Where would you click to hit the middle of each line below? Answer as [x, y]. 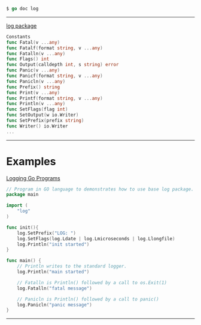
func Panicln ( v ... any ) [36, 81]
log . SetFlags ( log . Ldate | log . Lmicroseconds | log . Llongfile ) [96, 238]
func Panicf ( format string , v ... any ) [54, 76]
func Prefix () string [33, 87]
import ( [17, 205]
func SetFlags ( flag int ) [37, 109]
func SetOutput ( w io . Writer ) [42, 115]
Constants [19, 37]
